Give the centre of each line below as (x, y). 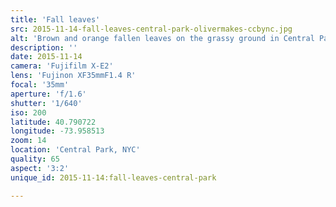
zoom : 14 (28, 141)
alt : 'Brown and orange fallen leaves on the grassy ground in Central (162, 38)
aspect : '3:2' (40, 168)
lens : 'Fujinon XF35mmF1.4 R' (73, 76)
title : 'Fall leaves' (55, 19)
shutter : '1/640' (46, 103)
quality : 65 (35, 159)
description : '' (44, 47)
